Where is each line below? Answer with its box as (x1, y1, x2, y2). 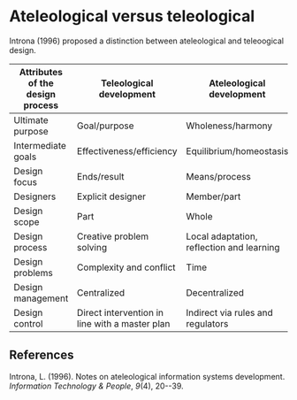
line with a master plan (76, 317, 171, 329)
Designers (13, 190, 57, 203)
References (9, 348, 74, 363)
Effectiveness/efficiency (76, 144, 179, 157)
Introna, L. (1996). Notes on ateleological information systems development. (9, 371, 286, 381)
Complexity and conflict (76, 261, 176, 273)
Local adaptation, (186, 230, 258, 242)
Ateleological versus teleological (9, 6, 255, 27)
